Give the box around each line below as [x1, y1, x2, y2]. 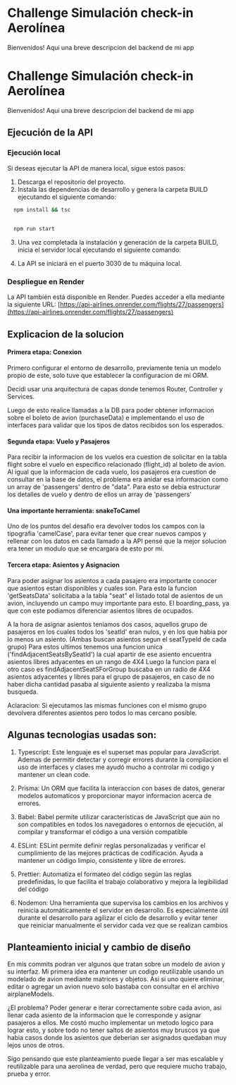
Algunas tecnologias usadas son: [7, 729, 157, 741]
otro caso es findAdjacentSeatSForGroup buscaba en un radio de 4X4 [7, 665, 211, 673]
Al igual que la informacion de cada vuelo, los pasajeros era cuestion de [7, 467, 216, 477]
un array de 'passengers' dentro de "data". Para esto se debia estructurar [7, 483, 221, 491]
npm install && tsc [13, 206, 71, 213]
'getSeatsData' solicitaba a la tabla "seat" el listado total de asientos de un [7, 591, 223, 600]
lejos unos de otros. [7, 1041, 65, 1050]
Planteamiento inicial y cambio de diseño [7, 941, 192, 953]
